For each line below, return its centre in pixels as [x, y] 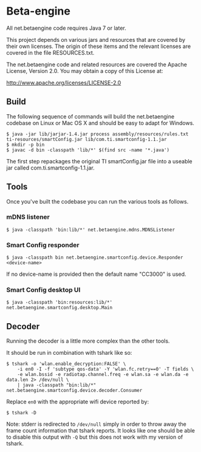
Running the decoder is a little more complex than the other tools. [88, 341]
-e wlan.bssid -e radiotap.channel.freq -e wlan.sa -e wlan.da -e [103, 375]
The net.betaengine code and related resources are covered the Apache [97, 64]
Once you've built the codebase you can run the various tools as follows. [97, 201]
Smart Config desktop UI [43, 290]
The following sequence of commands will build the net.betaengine [90, 116]
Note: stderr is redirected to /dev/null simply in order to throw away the [97, 424]
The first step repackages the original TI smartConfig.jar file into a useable [99, 161]
